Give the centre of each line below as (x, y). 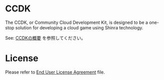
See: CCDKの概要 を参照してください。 (45, 38)
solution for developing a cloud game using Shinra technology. (79, 27)
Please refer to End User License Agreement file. (55, 72)
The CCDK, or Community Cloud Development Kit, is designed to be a (77, 22)
